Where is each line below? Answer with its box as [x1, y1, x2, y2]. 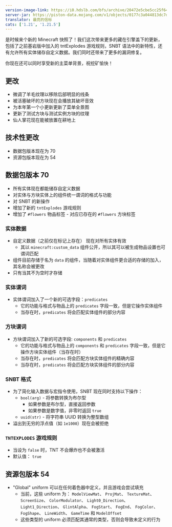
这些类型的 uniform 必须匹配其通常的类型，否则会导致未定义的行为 [20, 516, 161, 522]
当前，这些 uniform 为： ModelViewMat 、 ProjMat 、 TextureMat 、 [20, 491, 155, 497]
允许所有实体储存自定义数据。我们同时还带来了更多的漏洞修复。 [9, 49, 144, 55]
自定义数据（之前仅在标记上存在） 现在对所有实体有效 [12, 237, 126, 244]
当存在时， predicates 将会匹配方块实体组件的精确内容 [20, 355, 135, 361]
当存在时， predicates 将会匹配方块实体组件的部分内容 [20, 361, 135, 368]
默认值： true [12, 453, 42, 459]
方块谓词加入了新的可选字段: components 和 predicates [12, 336, 127, 342]
